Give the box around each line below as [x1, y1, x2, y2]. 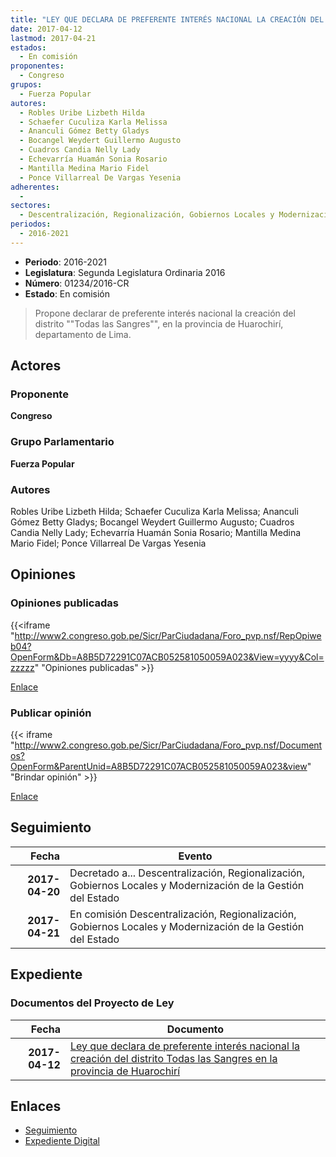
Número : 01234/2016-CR [24, 277, 130, 289]
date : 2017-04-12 [10, 24, 83, 34]
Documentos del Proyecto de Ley [10, 996, 175, 1010]
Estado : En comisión [24, 287, 110, 300]
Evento [178, 849, 213, 863]
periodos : [10, 219, 52, 230]
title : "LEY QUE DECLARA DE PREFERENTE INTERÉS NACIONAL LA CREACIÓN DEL [10, 14, 325, 25]
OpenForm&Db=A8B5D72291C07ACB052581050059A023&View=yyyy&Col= [10, 651, 325, 663]
